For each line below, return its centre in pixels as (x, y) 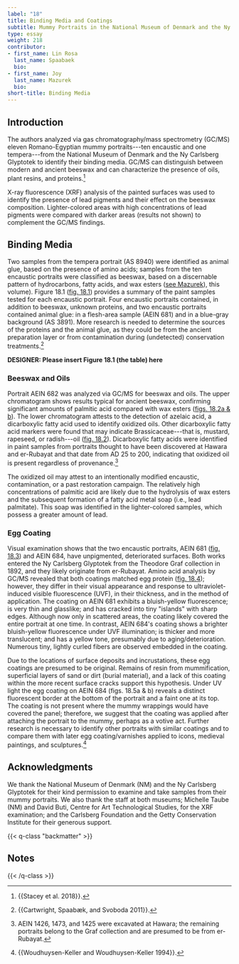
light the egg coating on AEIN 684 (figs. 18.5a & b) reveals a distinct (106, 691)
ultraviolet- (210, 586)
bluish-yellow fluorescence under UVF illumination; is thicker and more (111, 632)
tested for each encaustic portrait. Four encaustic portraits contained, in (113, 300)
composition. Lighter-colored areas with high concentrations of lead (107, 207)
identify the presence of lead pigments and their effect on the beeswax (111, 199)
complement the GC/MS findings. (56, 222)
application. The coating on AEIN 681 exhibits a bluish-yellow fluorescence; (118, 601)
